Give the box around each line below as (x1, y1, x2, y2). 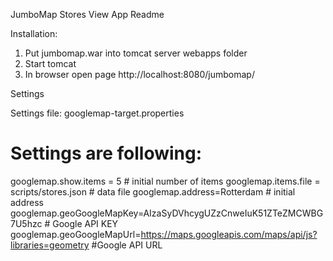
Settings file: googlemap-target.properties (10, 107, 185, 119)
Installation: (10, 28, 58, 39)
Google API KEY (52, 217, 119, 229)
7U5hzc (10, 217, 43, 229)
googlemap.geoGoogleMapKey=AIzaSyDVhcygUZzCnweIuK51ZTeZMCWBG (10, 207, 324, 219)
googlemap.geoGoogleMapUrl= (10, 228, 142, 240)
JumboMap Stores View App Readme (10, 9, 165, 20)
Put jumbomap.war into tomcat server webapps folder (24, 47, 248, 59)
